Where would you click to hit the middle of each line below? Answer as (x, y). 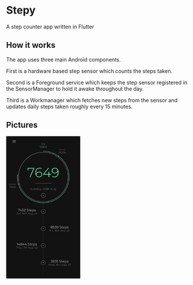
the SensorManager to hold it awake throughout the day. (75, 89)
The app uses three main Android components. (64, 59)
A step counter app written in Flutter (50, 27)
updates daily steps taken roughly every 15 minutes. (70, 106)
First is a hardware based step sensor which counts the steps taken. (89, 71)
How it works (31, 45)
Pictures (22, 125)
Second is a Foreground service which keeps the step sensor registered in (97, 82)
